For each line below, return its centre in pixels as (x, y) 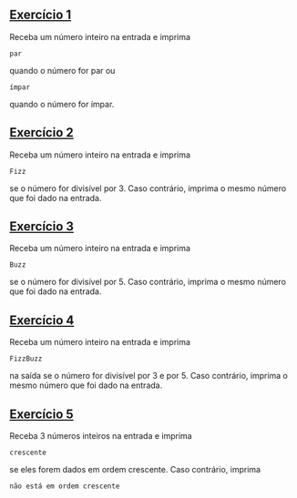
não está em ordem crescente (65, 486)
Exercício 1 (41, 15)
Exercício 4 (42, 320)
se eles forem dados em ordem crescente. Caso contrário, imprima (135, 470)
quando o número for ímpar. (62, 104)
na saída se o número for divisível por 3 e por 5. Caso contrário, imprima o (149, 376)
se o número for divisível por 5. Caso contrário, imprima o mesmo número (148, 282)
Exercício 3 (42, 227)
